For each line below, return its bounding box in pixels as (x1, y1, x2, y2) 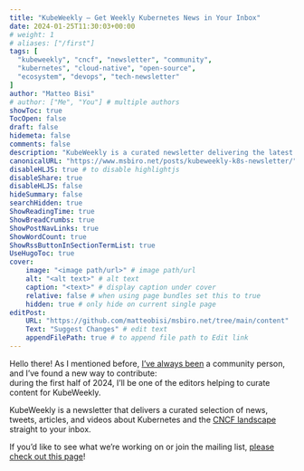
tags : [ (9, 47, 39, 56)
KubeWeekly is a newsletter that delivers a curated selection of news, (9, 404, 269, 415)
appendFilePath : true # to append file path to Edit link (25, 333, 249, 342)
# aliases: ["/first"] (9, 38, 95, 48)
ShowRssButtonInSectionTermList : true (9, 241, 156, 250)
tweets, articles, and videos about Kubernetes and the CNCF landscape (9, 414, 277, 425)
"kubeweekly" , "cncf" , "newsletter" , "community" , (17, 55, 213, 64)
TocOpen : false (9, 114, 67, 123)
